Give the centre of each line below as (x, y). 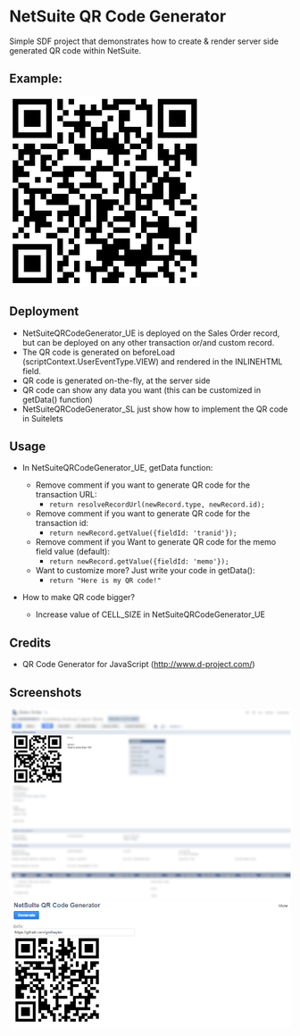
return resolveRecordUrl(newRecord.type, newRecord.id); (157, 505)
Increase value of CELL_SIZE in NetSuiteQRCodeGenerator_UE (150, 614)
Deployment (44, 311)
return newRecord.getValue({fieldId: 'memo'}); (139, 562)
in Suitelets (43, 418)
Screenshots (46, 693)
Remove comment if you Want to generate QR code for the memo (156, 542)
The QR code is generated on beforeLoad (99, 352)
